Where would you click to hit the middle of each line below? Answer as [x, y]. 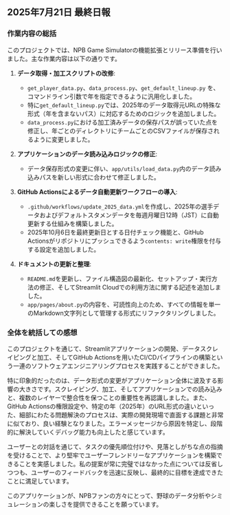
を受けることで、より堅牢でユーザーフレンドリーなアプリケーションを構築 [112, 455]
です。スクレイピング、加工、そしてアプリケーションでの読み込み [129, 389]
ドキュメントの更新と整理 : [54, 264]
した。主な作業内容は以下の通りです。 [67, 58]
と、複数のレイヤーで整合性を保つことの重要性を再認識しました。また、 [109, 397]
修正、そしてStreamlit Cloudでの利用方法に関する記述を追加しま [130, 287]
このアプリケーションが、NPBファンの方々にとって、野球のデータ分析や [109, 495]
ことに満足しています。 [40, 481]
